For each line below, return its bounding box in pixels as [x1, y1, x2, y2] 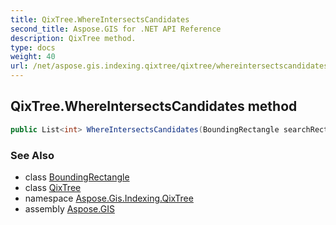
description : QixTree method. [10, 33, 137, 43]
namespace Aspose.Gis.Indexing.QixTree [24, 192, 194, 204]
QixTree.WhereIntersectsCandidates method [10, 98, 298, 115]
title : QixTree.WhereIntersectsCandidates [10, 14, 190, 25]
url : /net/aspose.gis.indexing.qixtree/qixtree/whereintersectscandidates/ [10, 61, 333, 71]
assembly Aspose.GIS [24, 202, 115, 215]
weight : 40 [10, 52, 56, 62]
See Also [10, 148, 55, 162]
